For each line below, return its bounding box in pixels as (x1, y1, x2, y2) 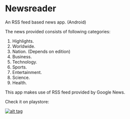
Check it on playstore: (5, 98, 49, 104)
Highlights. (12, 38, 34, 44)
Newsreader (5, 3, 56, 14)
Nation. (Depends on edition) (12, 48, 71, 54)
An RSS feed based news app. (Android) (5, 19, 87, 25)
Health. (12, 79, 27, 86)
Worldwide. (12, 43, 36, 49)
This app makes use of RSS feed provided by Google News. (5, 89, 126, 95)
